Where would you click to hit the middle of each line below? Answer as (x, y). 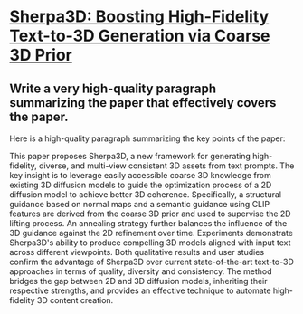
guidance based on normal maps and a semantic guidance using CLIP (139, 204)
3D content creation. (75, 300)
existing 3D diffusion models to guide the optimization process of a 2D (141, 185)
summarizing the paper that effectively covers (143, 103)
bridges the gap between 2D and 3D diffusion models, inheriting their (139, 281)
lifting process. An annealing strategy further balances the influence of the (148, 223)
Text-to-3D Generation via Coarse (140, 36)
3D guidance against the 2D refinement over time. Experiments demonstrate (151, 233)
